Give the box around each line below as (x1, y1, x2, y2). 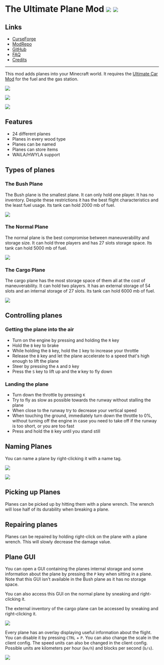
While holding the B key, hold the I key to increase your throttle (12, 347, 139, 353)
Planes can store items (12, 146, 58, 152)
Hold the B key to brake (12, 342, 59, 348)
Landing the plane (5, 381, 49, 388)
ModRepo (12, 41, 32, 47)
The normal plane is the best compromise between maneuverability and (5, 234, 150, 241)
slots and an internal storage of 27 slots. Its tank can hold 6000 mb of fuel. (5, 288, 155, 294)
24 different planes (12, 131, 51, 137)
